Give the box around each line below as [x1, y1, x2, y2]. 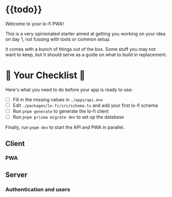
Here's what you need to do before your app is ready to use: [5, 86, 133, 93]
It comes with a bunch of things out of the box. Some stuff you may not [5, 46, 156, 52]
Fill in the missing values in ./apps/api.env [12, 96, 103, 102]
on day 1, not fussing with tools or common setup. [5, 36, 111, 42]
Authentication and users [5, 186, 70, 193]
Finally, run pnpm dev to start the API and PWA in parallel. [5, 124, 125, 131]
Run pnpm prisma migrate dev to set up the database [12, 114, 124, 120]
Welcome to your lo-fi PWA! [5, 21, 64, 27]
